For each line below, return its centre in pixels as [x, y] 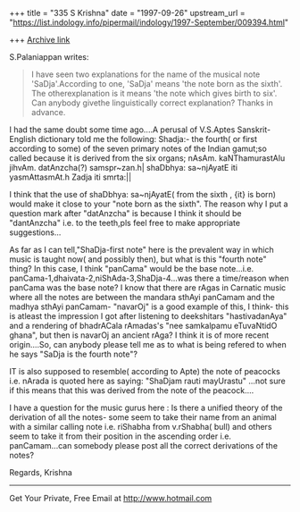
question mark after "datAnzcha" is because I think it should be [125, 213]
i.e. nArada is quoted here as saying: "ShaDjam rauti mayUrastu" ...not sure [147, 381]
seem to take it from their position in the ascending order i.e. [121, 436]
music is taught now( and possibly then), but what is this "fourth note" [138, 259]
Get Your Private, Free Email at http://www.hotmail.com [111, 498]
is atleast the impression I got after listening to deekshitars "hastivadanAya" [148, 316]
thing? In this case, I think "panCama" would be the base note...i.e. [132, 269]
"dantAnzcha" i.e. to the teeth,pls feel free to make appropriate [125, 223]
